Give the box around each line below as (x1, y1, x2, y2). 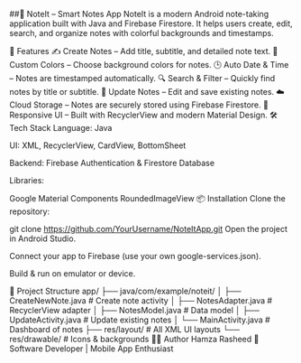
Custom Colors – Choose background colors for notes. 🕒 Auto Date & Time (9, 60, 289, 70)
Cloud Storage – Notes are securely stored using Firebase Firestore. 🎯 (9, 99, 269, 110)
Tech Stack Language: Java (9, 123, 113, 133)
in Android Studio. (9, 233, 77, 244)
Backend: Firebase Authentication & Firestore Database (9, 158, 214, 168)
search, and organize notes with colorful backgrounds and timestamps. (9, 28, 274, 38)
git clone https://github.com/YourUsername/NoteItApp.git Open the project (9, 224, 288, 234)
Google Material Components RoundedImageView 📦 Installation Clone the (9, 193, 286, 203)
